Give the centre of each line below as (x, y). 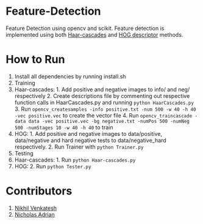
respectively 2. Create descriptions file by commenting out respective (102, 95)
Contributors (39, 191)
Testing (24, 153)
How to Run (35, 60)
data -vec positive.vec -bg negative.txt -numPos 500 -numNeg (109, 121)
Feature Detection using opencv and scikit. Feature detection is (85, 28)
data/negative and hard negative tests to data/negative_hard (90, 140)
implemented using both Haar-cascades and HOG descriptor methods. (94, 34)
